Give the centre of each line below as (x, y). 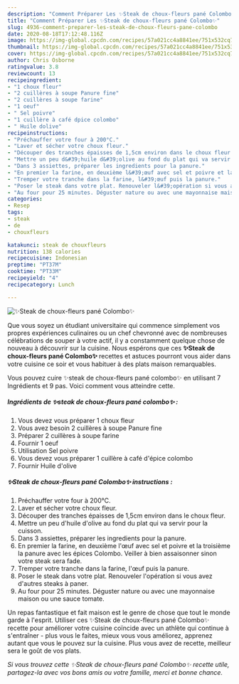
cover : (17, 54)
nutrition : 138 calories (44, 252)
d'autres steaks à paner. (53, 583)
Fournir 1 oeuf (38, 443)
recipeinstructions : (38, 133)
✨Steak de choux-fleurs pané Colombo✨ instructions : (90, 482)
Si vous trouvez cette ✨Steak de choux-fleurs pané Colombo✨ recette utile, (118, 664)
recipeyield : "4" (33, 278)
